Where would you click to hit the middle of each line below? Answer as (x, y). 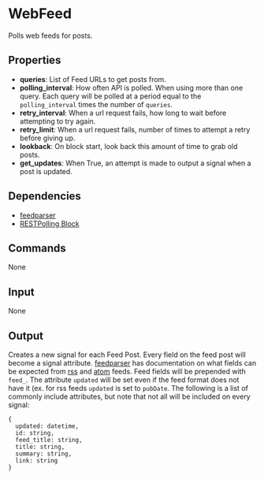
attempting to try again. (58, 121)
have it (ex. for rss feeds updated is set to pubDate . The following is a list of (128, 388)
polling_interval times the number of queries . (96, 104)
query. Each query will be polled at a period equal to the (110, 96)
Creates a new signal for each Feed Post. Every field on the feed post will (127, 355)
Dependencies (45, 197)
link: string (37, 461)
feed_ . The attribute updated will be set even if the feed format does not (124, 380)
